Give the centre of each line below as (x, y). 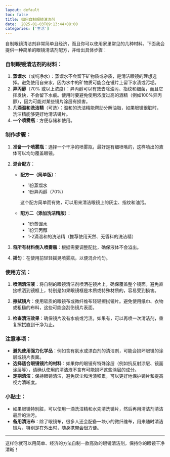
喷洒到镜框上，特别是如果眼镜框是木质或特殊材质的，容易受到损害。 (88, 290)
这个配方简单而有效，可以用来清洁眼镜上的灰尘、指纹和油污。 (84, 202)
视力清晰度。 (26, 382)
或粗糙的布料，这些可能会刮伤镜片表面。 (55, 308)
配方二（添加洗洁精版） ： (46, 213)
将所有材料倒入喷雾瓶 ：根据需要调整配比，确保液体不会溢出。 (77, 247)
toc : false (17, 15)
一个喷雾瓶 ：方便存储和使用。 (44, 120)
